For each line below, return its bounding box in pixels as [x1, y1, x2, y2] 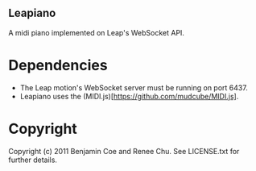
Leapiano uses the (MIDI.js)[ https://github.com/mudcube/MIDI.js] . [19, 91, 239, 101]
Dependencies [8, 56, 108, 74]
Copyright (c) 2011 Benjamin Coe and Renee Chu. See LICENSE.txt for [8, 146, 240, 156]
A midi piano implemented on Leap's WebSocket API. [8, 27, 185, 37]
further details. [8, 155, 58, 165]
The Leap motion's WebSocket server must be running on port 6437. [19, 82, 248, 92]
